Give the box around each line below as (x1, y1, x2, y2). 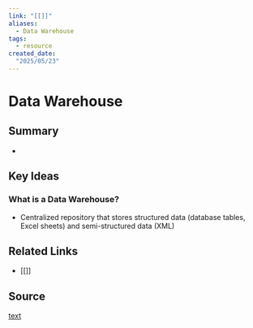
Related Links (8, 244, 79, 258)
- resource (15, 42, 53, 50)
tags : (8, 34, 27, 43)
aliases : (8, 19, 38, 28)
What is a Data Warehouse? (8, 194, 120, 205)
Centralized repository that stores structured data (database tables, (19, 212, 246, 222)
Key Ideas (8, 170, 59, 183)
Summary (8, 124, 59, 138)
